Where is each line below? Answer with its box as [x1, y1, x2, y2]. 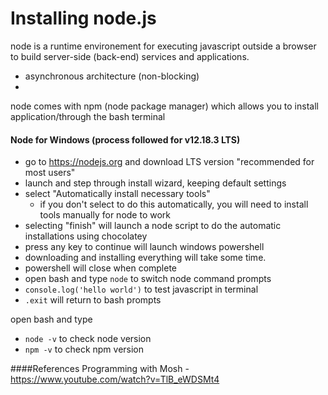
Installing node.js [10, 7, 157, 30]
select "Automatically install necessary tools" [24, 188, 211, 200]
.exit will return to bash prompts [24, 294, 162, 306]
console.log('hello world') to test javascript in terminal [24, 283, 259, 296]
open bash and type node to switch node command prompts [24, 273, 272, 285]
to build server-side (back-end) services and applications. [10, 50, 250, 62]
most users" [24, 167, 76, 179]
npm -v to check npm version [24, 343, 145, 356]
